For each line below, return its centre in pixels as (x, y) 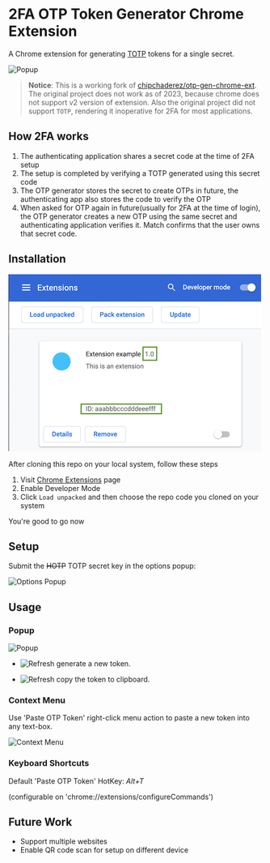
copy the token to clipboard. (103, 679)
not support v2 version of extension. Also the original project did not (142, 102)
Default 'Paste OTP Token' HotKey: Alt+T (76, 781)
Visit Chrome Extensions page (70, 480)
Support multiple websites (63, 842)
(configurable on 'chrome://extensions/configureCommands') (111, 797)
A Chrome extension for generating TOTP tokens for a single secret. (121, 53)
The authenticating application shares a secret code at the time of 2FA (137, 156)
